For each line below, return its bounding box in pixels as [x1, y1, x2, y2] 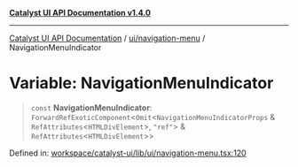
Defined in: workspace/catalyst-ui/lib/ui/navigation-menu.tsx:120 [9, 148, 247, 158]
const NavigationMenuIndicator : [30, 102, 153, 113]
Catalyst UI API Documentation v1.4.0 [9, 8, 151, 18]
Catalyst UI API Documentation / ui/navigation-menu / [9, 33, 206, 43]
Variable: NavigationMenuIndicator [9, 73, 274, 94]
